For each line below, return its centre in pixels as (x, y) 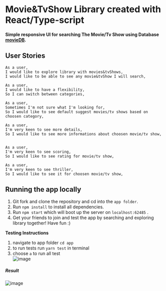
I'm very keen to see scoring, (38, 152)
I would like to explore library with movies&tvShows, (64, 72)
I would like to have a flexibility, (45, 90)
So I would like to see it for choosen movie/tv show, (64, 174)
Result (12, 270)
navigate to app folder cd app (43, 243)
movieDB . (16, 40)
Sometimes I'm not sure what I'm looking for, (55, 107)
